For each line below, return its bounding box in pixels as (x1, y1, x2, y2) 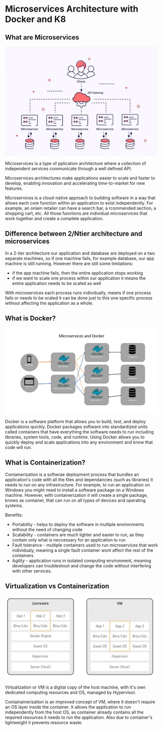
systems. (5, 503, 23, 508)
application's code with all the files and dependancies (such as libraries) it (5, 476, 153, 483)
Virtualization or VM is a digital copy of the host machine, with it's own (5, 684, 146, 690)
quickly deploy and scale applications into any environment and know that (5, 439, 153, 445)
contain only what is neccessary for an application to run (12, 537, 126, 543)
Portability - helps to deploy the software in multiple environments (12, 521, 145, 527)
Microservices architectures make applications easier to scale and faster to (5, 175, 155, 181)
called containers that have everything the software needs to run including (5, 429, 154, 434)
